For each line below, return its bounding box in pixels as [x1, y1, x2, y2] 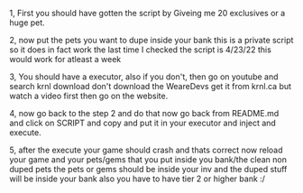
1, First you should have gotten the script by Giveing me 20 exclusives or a [9, 8, 286, 18]
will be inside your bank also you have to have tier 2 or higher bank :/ [9, 173, 266, 184]
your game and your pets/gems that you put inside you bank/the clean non [9, 154, 287, 165]
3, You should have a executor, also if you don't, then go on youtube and [9, 71, 279, 82]
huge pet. [9, 17, 45, 28]
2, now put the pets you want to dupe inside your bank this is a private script [9, 35, 294, 45]
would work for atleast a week [9, 54, 122, 64]
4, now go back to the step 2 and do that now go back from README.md [9, 108, 280, 118]
